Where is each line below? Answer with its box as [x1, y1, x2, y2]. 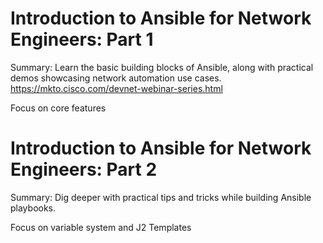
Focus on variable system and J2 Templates [10, 221, 192, 233]
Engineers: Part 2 [10, 158, 158, 181]
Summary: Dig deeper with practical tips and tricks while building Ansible [10, 191, 312, 203]
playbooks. [10, 202, 57, 214]
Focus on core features [10, 102, 107, 114]
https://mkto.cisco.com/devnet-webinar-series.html [10, 82, 223, 94]
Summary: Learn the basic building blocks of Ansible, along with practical [10, 61, 314, 73]
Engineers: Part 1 [10, 28, 154, 51]
